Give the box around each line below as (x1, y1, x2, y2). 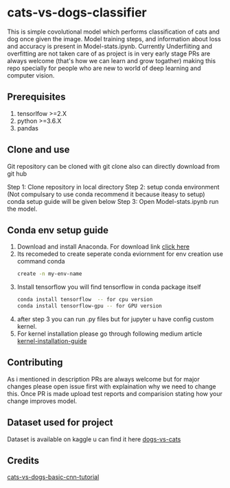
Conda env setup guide (7, 224, 108, 236)
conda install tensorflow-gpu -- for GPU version (16, 303, 163, 310)
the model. (7, 205, 38, 213)
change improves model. (7, 397, 78, 405)
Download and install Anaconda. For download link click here (16, 242, 190, 251)
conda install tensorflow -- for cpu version (16, 297, 153, 303)
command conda (16, 257, 65, 266)
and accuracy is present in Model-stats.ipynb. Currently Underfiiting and (7, 42, 213, 50)
